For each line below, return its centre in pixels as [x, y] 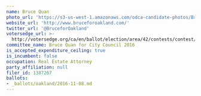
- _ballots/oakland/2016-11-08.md [49, 84]
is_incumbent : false [32, 56]
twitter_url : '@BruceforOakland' [48, 28]
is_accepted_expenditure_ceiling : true [56, 51]
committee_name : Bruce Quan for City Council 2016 [71, 45]
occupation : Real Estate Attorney [49, 61]
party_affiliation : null [37, 67]
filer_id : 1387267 [29, 73]
